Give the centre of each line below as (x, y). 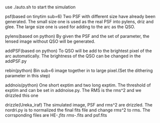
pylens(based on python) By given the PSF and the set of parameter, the (77, 36)
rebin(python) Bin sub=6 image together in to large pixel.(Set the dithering (79, 70)
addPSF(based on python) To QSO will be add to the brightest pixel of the (79, 51)
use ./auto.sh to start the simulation (40, 7)
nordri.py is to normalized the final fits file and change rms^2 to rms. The (78, 110)
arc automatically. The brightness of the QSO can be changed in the (73, 56)
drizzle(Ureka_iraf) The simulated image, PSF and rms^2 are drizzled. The (79, 105)
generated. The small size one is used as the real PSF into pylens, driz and (79, 22)
